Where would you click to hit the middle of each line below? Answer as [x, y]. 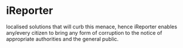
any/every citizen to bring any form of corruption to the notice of [84, 32]
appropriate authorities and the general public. [62, 39]
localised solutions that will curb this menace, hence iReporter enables [92, 27]
